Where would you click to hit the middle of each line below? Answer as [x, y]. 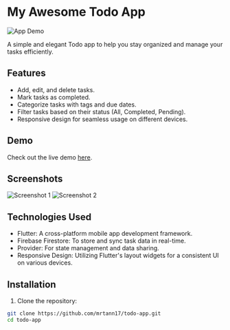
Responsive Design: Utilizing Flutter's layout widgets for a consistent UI [118, 256]
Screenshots [35, 178]
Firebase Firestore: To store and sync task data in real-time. [102, 241]
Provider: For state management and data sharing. [88, 248]
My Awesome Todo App [77, 12]
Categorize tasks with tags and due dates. [77, 104]
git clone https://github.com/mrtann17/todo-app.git [84, 313]
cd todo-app [24, 320]
